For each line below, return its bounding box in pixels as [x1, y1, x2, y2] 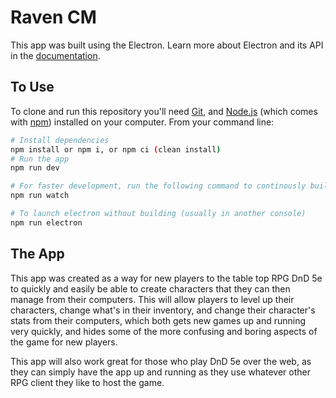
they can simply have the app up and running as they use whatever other [10, 366, 311, 378]
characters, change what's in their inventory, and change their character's [10, 304, 316, 316]
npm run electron [10, 217, 83, 228]
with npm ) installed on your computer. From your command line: [10, 116, 275, 128]
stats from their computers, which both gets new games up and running [10, 314, 307, 326]
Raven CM [10, 6, 97, 29]
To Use [10, 79, 55, 96]
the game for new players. [10, 336, 118, 348]
